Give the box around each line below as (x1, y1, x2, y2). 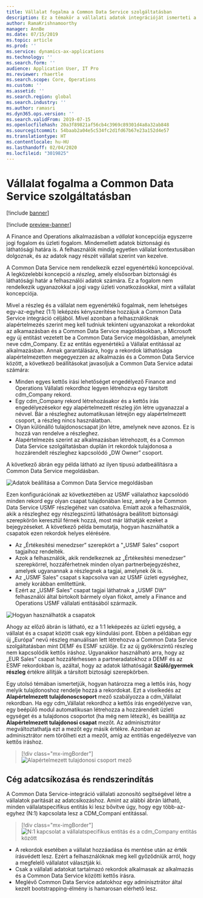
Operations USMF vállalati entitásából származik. (15, 599, 138, 607)
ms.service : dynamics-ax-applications (6, 49, 104, 55)
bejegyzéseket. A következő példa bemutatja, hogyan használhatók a (6, 523, 179, 531)
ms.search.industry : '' (6, 99, 67, 105)
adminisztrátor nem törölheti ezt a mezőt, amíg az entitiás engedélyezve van (6, 732, 197, 739)
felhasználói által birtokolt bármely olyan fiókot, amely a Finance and (15, 593, 187, 601)
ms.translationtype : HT (6, 133, 67, 140)
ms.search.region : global (6, 94, 72, 100)
